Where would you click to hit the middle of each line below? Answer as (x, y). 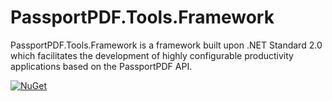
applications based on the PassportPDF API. (101, 66)
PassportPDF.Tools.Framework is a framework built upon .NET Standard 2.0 (166, 45)
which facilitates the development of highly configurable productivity (152, 55)
